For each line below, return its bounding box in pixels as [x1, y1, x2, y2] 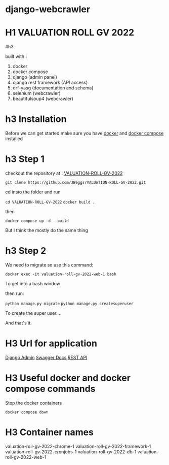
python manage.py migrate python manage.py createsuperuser [5, 301, 134, 306]
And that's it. [5, 320, 32, 326]
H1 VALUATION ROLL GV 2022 [5, 27, 135, 39]
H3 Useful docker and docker [5, 372, 131, 384]
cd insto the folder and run [5, 189, 61, 195]
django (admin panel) [12, 74, 57, 80]
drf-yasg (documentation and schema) [12, 85, 94, 91]
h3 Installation [5, 113, 67, 125]
